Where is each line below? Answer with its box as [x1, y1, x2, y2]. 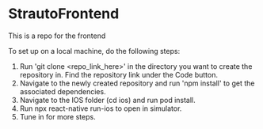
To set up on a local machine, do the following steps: [8, 46, 181, 55]
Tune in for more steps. [19, 112, 97, 121]
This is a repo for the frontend [8, 31, 106, 40]
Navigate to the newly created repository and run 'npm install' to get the [19, 78, 255, 88]
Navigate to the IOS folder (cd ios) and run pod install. [19, 95, 196, 104]
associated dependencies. [19, 86, 106, 96]
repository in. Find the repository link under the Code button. [19, 70, 218, 79]
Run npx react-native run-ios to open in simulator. [19, 104, 182, 113]
